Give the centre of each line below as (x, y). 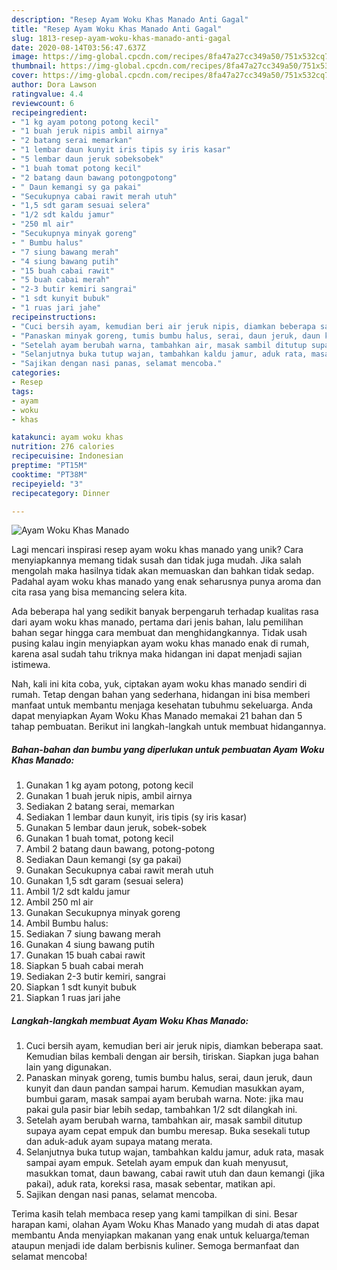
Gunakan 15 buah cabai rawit (85, 955)
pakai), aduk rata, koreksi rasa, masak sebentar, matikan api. (150, 1184)
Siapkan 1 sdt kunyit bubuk (81, 987)
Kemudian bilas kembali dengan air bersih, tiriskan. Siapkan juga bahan (172, 1057)
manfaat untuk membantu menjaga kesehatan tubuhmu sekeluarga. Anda (162, 705)
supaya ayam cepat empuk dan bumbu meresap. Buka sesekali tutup (168, 1131)
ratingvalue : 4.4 (47, 94)
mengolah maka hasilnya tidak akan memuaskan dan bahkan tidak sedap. (163, 571)
